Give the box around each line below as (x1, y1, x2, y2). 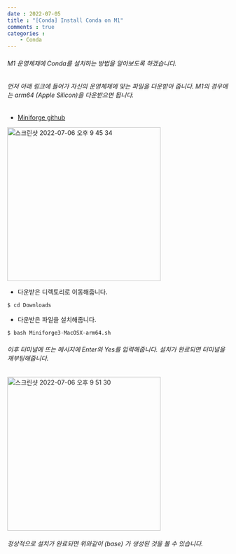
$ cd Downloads (7, 302, 52, 309)
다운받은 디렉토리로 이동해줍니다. (17, 288, 108, 296)
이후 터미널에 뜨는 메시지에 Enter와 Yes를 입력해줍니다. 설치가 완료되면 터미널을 (7, 345, 225, 354)
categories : (7, 30, 46, 37)
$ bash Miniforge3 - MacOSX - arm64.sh (7, 329, 111, 336)
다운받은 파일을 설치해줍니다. (17, 315, 97, 323)
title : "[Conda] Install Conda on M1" (7, 17, 124, 24)
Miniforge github (17, 113, 66, 122)
